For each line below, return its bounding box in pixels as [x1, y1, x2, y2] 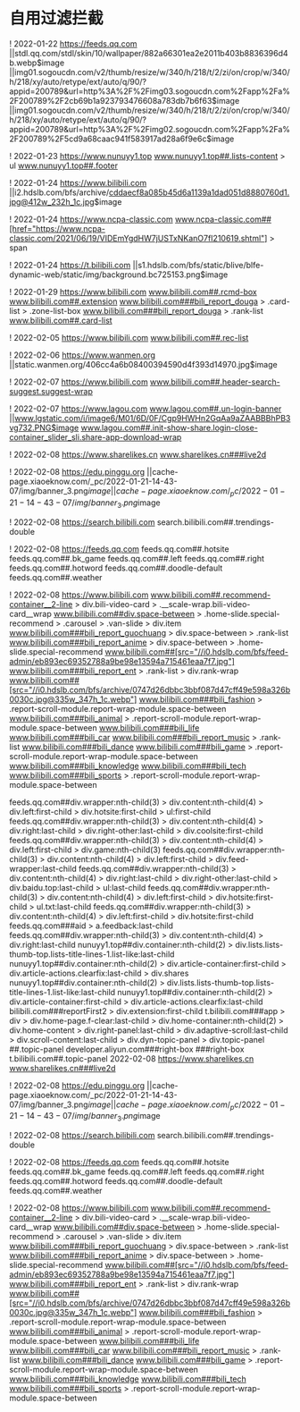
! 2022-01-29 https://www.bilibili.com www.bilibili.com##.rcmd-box [9, 286, 257, 297]
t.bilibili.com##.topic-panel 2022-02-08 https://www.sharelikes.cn [9, 1053, 254, 1064]
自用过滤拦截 [9, 8, 104, 29]
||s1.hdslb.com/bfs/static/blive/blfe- [132, 259, 264, 270]
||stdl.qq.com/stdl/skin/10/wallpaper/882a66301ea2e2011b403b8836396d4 [9, 47, 288, 58]
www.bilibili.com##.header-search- [150, 376, 281, 387]
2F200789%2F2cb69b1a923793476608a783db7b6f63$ [9, 95, 217, 106]
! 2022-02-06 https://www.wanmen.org [9, 350, 156, 360]
